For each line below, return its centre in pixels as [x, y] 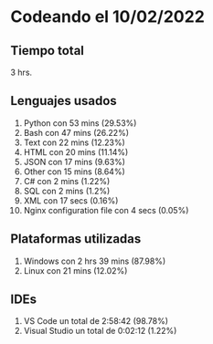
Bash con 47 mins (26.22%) [76, 132]
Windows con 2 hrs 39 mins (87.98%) [95, 261]
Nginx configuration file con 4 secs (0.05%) [106, 210]
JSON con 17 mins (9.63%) [75, 162]
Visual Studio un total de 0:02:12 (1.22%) [100, 331]
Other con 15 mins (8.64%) [75, 172]
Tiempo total [48, 51]
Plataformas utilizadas [76, 239]
